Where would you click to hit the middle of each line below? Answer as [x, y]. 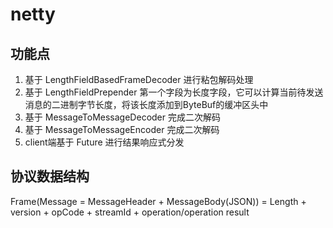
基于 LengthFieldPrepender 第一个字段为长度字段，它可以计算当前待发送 [174, 92]
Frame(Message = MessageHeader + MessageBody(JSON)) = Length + [158, 201]
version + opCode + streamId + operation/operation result [130, 212]
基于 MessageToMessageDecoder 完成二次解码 [122, 117]
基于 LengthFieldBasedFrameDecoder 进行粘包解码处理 [139, 79]
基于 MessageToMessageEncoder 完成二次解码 [122, 129]
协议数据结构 [50, 176]
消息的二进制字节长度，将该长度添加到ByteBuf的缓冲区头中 [146, 104]
